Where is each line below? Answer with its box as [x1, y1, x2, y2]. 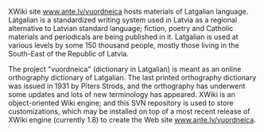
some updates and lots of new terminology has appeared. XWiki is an [8, 90, 236, 99]
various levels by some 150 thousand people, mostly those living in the [8, 41, 240, 50]
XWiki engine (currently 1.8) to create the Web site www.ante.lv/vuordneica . [8, 115, 256, 124]
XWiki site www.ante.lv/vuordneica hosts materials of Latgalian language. [8, 7, 249, 16]
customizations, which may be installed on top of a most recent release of [8, 107, 250, 116]
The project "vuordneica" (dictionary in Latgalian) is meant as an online [8, 64, 242, 74]
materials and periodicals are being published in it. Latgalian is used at [8, 32, 239, 41]
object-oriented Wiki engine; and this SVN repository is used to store [8, 99, 234, 107]
